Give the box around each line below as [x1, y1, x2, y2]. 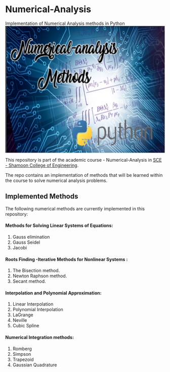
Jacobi [12, 244, 27, 250]
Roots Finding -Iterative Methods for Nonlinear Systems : [5, 256, 128, 262]
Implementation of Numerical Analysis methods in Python [5, 20, 125, 26]
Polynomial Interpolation [12, 307, 63, 313]
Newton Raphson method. [12, 273, 67, 279]
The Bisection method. [12, 268, 60, 274]
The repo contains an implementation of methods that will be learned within [5, 172, 163, 178]
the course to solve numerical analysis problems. [5, 177, 108, 183]
